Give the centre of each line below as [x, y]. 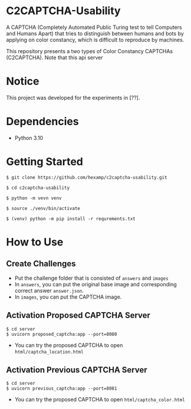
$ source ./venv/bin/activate [43, 208]
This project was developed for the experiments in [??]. [73, 97]
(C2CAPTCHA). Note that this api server [55, 57]
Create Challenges [41, 264]
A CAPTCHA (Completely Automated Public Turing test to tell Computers [94, 27]
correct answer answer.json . [49, 290]
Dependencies [42, 122]
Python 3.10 [29, 138]
